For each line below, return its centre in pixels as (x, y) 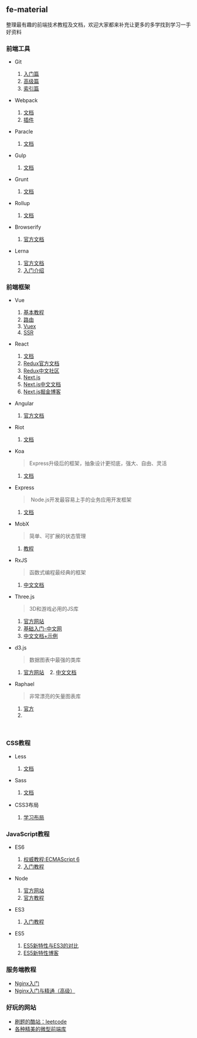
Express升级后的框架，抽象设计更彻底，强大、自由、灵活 (98, 463)
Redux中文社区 (41, 371)
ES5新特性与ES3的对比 (51, 945)
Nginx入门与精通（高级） (45, 991)
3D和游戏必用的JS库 (54, 609)
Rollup (22, 203)
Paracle (24, 132)
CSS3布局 (27, 805)
